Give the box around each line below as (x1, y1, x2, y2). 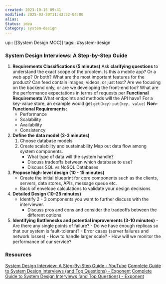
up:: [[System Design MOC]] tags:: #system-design (5, 39, 111, 45)
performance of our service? (12, 238, 72, 245)
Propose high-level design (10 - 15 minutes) (12, 169, 105, 175)
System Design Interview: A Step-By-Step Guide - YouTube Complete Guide (5, 262, 161, 268)
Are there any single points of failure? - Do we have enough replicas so (12, 223, 159, 229)
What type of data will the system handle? (27, 153, 114, 160)
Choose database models (19, 138, 73, 144)
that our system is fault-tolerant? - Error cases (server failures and (12, 228, 149, 234)
